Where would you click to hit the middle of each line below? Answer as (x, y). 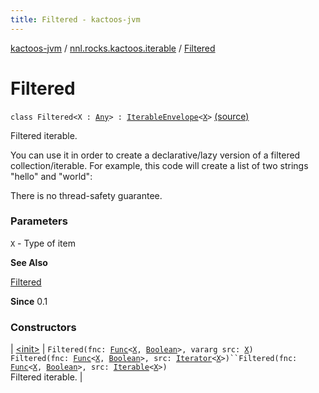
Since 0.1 (29, 301)
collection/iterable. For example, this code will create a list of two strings (159, 165)
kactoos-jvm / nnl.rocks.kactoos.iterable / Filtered (113, 48)
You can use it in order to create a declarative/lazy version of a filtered (155, 155)
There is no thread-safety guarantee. (86, 195)
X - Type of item (43, 243)
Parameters (39, 221)
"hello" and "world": (51, 176)
